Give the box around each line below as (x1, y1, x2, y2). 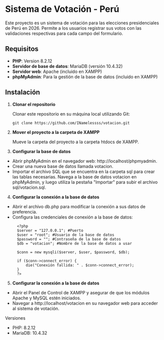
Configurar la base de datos (12, 148, 71, 154)
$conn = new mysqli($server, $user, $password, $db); (17, 249, 130, 255)
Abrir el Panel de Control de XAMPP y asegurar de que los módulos (12, 289, 150, 295)
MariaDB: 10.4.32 (12, 330, 47, 336)
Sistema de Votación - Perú (5, 3, 120, 15)
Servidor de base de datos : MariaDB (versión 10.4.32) (12, 63, 123, 69)
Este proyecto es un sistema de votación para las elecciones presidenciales (5, 20, 159, 26)
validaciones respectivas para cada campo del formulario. (5, 30, 123, 36)
